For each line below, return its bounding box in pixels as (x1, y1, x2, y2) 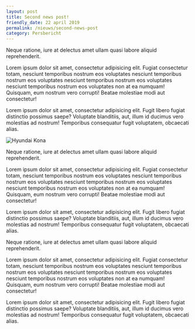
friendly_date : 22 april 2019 (6, 19, 80, 25)
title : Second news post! (6, 14, 69, 20)
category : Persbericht (6, 31, 61, 36)
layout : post (6, 8, 38, 15)
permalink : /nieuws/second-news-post (6, 25, 98, 31)
